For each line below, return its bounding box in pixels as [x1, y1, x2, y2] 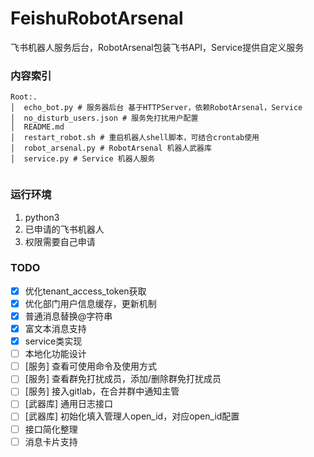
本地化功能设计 [24, 348, 87, 360]
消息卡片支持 [24, 435, 78, 447]
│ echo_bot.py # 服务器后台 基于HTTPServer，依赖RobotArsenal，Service [10, 103, 303, 113]
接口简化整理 [24, 423, 78, 435]
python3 [24, 211, 60, 223]
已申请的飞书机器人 [24, 223, 105, 235]
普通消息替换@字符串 [24, 310, 113, 322]
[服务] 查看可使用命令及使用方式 [24, 360, 157, 372]
